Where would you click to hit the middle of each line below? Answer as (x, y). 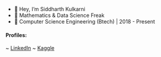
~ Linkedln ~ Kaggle (30, 48)
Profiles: (16, 35)
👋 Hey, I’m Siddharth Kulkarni (49, 9)
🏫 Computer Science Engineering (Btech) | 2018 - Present (84, 21)
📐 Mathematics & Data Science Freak (59, 15)
